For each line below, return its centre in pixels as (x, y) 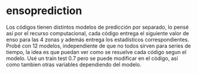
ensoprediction (44, 11)
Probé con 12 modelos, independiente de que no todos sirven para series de (98, 46)
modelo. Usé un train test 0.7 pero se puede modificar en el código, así (92, 58)
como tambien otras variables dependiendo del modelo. (74, 64)
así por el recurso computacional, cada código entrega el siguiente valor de (98, 33)
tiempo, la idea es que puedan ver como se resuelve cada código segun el (96, 52)
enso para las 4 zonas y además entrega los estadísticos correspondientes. (98, 39)
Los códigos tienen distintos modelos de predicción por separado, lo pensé (98, 27)
